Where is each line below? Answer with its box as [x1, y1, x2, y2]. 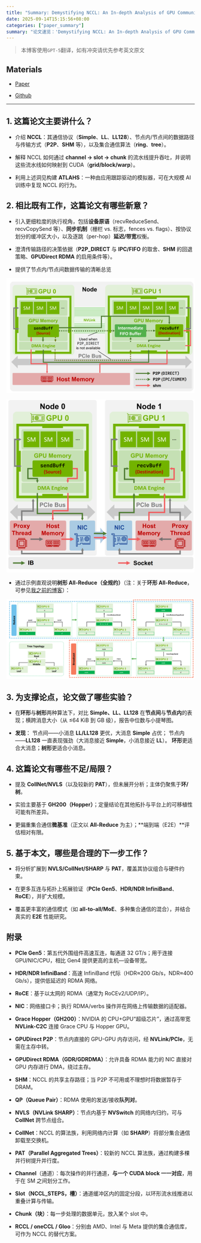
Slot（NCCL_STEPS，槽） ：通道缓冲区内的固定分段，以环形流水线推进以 [14, 1190, 193, 1197]
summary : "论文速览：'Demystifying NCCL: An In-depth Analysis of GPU [6, 29, 181, 35]
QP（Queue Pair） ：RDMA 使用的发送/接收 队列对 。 [14, 1096, 141, 1103]
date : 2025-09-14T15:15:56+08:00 [6, 16, 90, 22]
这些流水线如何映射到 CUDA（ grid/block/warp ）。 [14, 161, 139, 168]
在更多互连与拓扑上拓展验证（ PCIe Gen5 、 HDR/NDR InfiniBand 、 [14, 885, 178, 893]
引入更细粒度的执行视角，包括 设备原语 [14, 218, 109, 225]
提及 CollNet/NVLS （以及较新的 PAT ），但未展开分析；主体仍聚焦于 [14, 781, 181, 788]
